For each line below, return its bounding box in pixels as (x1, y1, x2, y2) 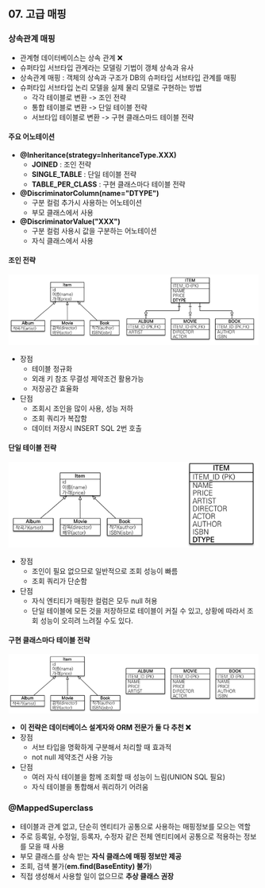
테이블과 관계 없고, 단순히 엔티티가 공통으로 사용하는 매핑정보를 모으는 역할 (19, 821, 252, 831)
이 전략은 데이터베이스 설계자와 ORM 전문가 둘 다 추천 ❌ (19, 723, 191, 732)
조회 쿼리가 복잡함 (31, 413, 87, 423)
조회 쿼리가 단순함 (31, 576, 87, 586)
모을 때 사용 (28, 841, 65, 851)
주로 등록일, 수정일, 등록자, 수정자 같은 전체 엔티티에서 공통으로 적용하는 (19, 832, 242, 841)
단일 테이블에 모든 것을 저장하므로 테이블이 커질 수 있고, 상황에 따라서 (31, 605, 246, 615)
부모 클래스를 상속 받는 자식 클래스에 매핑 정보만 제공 (19, 851, 182, 861)
